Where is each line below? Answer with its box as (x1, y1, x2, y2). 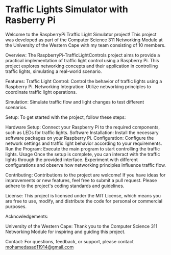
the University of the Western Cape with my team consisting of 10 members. (5, 42, 166, 48)
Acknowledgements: (5, 213, 48, 219)
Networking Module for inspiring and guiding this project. (5, 228, 126, 235)
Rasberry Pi (5, 14, 56, 26)
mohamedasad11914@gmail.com (5, 244, 74, 250)
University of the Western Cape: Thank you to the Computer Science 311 (5, 223, 158, 229)
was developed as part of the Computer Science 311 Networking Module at (5, 37, 163, 43)
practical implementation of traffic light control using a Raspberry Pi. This (5, 57, 159, 63)
